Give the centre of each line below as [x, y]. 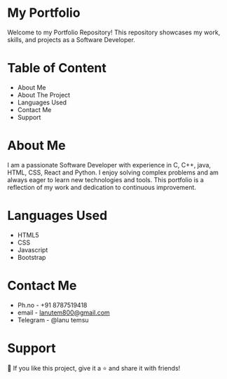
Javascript [33, 249]
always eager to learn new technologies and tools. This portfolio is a [106, 179]
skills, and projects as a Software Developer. [71, 39]
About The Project [44, 95]
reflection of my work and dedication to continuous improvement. [102, 187]
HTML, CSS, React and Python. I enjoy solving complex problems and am [113, 172]
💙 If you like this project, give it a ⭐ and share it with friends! [94, 368]
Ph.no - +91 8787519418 [52, 305]
